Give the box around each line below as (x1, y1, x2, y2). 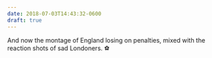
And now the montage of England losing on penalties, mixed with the (7, 36, 206, 44)
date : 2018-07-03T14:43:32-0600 (7, 10, 101, 17)
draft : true (7, 17, 42, 24)
